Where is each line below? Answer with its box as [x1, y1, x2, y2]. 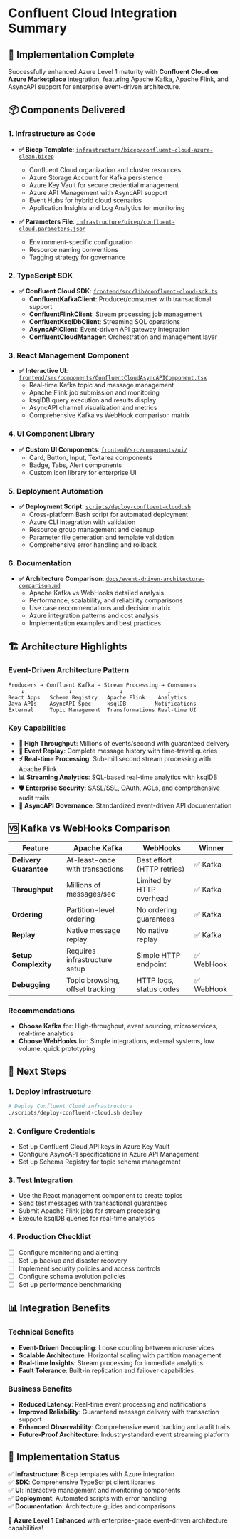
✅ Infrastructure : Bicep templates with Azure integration [8, 1469, 175, 1478]
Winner [199, 842, 225, 852]
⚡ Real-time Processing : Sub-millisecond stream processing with [18, 755, 212, 763]
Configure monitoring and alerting [18, 1248, 118, 1256]
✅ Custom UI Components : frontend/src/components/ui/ [18, 445, 188, 454]
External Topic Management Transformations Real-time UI [8, 706, 197, 714]
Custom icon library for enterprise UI [28, 468, 137, 476]
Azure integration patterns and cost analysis [28, 611, 160, 620]
